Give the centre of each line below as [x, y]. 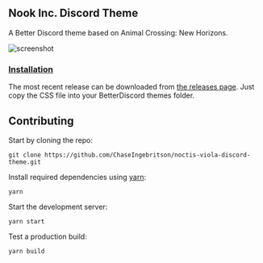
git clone [25, 155]
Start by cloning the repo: [51, 140]
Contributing [41, 121]
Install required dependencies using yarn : [77, 177]
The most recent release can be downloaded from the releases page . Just [131, 87]
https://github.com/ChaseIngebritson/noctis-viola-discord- [147, 155]
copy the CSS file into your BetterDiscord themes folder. [102, 95]
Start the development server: [58, 207]
